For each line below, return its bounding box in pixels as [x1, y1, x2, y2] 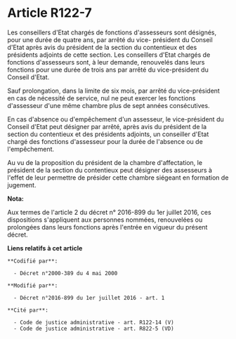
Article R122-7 [7, 5, 93, 21]
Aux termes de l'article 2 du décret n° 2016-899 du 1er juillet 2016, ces [7, 208, 212, 216]
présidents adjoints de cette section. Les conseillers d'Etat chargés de [7, 51, 211, 59]
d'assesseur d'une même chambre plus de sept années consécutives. [7, 101, 210, 109]
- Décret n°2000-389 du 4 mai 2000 [13, 270, 118, 277]
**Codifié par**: [7, 258, 58, 265]
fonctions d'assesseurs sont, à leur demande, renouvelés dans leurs [7, 58, 205, 66]
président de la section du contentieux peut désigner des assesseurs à [7, 166, 213, 174]
